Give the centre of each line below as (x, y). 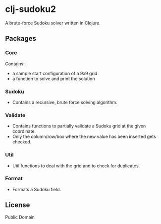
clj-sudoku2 (30, 9)
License (18, 205)
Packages (21, 39)
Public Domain (20, 217)
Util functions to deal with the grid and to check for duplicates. (76, 166)
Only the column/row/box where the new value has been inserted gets (84, 137)
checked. (22, 142)
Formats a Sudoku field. (36, 189)
